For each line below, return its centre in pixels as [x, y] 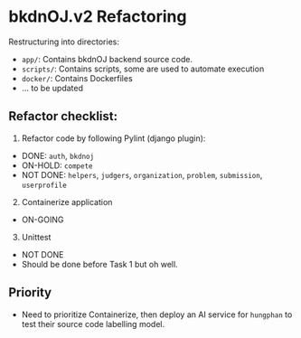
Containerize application [67, 202]
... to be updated [52, 88]
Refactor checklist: [63, 116]
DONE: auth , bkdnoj [58, 155]
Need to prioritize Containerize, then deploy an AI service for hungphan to [157, 315]
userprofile [44, 185]
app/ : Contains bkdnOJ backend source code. [107, 59]
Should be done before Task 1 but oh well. [99, 264]
